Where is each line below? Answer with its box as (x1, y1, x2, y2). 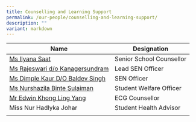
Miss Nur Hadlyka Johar (9, 103, 78, 112)
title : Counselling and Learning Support (6, 8, 112, 15)
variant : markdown (6, 25, 52, 32)
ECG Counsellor (114, 94, 160, 102)
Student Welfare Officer (114, 84, 182, 93)
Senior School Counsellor (114, 55, 187, 63)
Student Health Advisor (114, 103, 181, 112)
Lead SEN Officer (114, 64, 164, 73)
